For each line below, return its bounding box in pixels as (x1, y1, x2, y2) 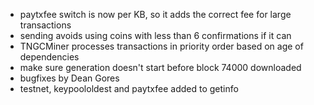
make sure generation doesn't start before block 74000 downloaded (19, 62, 302, 73)
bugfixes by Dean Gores (19, 72, 120, 84)
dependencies (19, 51, 80, 63)
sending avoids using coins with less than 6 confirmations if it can (19, 30, 292, 41)
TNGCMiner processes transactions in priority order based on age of (19, 40, 304, 52)
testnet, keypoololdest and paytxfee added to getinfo (19, 83, 239, 94)
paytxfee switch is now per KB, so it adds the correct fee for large (19, 9, 292, 20)
